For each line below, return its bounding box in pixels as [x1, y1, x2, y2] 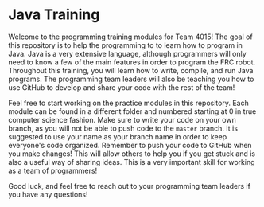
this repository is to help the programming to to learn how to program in [8, 40, 243, 49]
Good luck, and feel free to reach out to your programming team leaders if [8, 181, 250, 190]
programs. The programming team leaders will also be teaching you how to [8, 74, 254, 84]
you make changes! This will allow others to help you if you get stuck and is [8, 149, 256, 158]
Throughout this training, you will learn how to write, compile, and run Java [8, 65, 254, 75]
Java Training [8, 6, 100, 24]
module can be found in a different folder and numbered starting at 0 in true [8, 106, 257, 116]
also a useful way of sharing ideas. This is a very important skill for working [8, 157, 256, 166]
